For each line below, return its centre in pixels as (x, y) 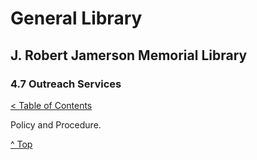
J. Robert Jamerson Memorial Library (129, 55)
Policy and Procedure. (56, 124)
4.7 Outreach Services (66, 84)
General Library (76, 18)
